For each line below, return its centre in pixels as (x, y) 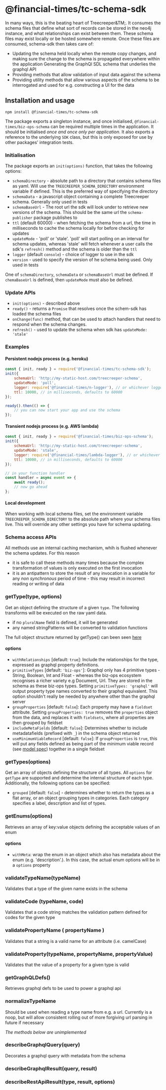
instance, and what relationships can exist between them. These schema (79, 33)
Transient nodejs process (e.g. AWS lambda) (52, 426)
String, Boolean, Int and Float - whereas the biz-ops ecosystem (77, 675)
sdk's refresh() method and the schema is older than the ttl (75, 249)
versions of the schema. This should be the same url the (69, 212)
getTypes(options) (28, 762)
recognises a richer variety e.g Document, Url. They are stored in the (82, 680)
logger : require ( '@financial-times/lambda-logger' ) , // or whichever (87, 455)
